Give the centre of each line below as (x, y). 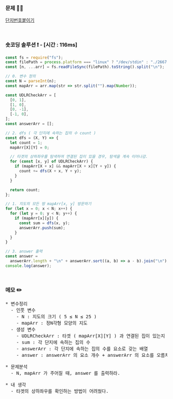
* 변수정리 (16, 304)
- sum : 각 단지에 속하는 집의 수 (53, 342)
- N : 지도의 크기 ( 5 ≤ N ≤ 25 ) (56, 317)
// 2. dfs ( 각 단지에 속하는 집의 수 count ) (51, 133)
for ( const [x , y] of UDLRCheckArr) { (52, 161)
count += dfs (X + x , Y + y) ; (50, 171)
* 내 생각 (16, 385)
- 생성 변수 (23, 330)
